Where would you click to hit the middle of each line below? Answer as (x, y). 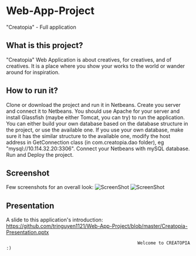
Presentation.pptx (28, 233)
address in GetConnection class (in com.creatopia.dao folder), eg (85, 142)
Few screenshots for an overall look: (50, 187)
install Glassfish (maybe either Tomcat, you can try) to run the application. (95, 117)
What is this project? (45, 46)
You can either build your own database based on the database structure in (97, 123)
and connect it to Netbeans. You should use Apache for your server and (93, 111)
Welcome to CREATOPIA (164, 243)
